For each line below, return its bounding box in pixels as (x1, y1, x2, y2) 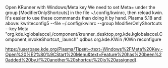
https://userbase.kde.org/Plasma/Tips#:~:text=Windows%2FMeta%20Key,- (5, 46, 163, 52)
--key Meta (5, 26, 29, 32)
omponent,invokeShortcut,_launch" (5, 36, 79, 42)
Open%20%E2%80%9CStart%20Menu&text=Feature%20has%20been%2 (5, 51, 162, 57)
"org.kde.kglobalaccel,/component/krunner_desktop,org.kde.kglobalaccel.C (5, 31, 163, 37)
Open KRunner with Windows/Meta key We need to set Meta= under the (5, 5, 155, 10)
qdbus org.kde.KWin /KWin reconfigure (79, 36, 161, 42)
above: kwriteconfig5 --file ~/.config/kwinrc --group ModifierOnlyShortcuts (5, 20, 162, 26)
